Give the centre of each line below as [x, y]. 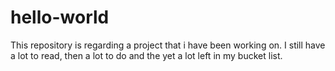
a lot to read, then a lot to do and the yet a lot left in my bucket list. [146, 55]
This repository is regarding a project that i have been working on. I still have [168, 45]
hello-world [60, 17]
